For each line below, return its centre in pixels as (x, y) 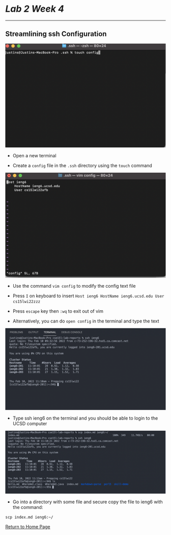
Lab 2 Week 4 (35, 9)
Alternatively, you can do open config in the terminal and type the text (86, 321)
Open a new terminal (35, 155)
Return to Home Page (28, 527)
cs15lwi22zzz (26, 302)
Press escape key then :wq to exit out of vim (58, 311)
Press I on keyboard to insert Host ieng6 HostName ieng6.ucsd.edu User (88, 296)
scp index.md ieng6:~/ (29, 517)
